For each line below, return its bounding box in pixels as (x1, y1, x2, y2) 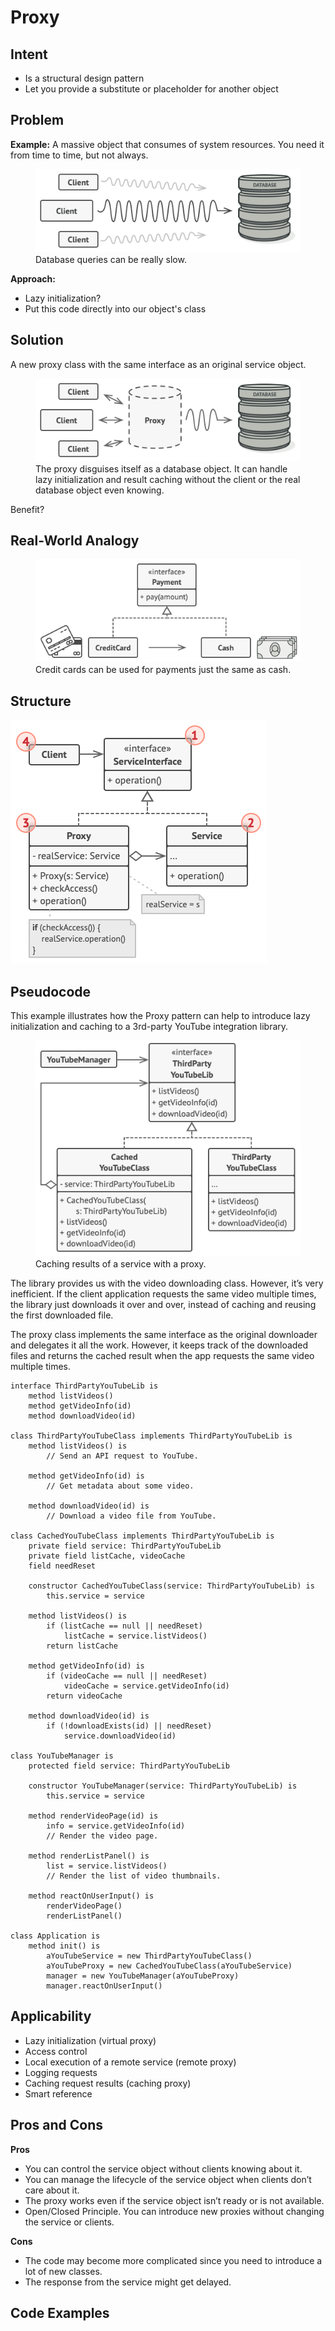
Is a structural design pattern (24, 72, 145, 84)
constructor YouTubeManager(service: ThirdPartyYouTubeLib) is (28, 1781, 298, 1791)
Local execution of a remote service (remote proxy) (24, 2056, 237, 2068)
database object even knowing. (35, 484, 165, 496)
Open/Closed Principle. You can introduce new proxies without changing (24, 2205, 325, 2217)
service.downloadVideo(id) (63, 1731, 177, 1741)
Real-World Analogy (10, 532, 140, 550)
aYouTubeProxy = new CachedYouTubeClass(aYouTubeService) (46, 1961, 293, 1971)
